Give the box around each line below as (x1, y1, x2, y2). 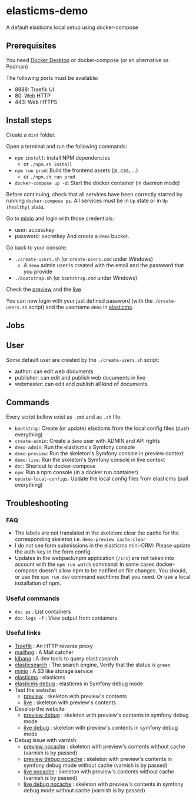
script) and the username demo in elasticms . (28, 303, 134, 310)
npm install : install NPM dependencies (14, 154, 111, 161)
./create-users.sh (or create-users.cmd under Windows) (14, 255, 154, 263)
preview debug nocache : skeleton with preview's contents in (23, 755, 172, 762)
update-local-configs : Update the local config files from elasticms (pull (14, 475, 188, 482)
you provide (23, 268, 53, 275)
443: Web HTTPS (14, 98, 58, 105)
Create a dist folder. (6, 131, 56, 138)
